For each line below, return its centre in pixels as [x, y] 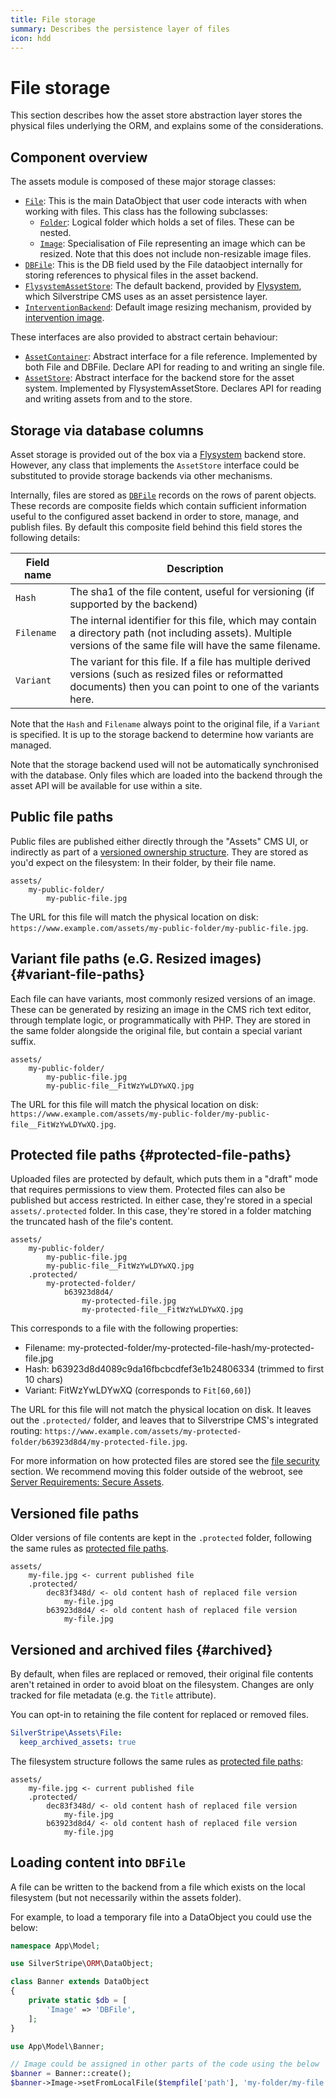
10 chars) [44, 1380]
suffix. [23, 1041]
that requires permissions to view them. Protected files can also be [148, 1190]
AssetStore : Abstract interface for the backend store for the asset [159, 378]
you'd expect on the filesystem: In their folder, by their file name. [143, 862]
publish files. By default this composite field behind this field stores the [156, 527]
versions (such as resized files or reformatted [176, 674]
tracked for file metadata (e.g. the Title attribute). [113, 1695]
